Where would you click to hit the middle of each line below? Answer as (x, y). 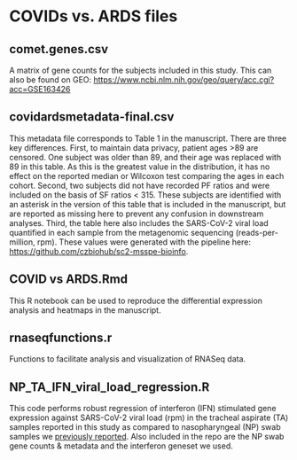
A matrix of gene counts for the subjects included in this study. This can (141, 70)
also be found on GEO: (51, 80)
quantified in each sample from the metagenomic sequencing (121, 232)
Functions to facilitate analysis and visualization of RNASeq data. (128, 359)
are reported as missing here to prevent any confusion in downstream (137, 214)
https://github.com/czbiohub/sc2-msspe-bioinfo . (99, 251)
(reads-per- (257, 232)
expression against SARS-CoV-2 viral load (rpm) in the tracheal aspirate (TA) (149, 417)
